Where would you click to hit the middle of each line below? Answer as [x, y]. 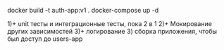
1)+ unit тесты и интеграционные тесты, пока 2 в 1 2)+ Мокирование [110, 24]
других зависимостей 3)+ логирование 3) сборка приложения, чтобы [112, 31]
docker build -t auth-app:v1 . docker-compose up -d [83, 10]
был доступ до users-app [45, 39]
